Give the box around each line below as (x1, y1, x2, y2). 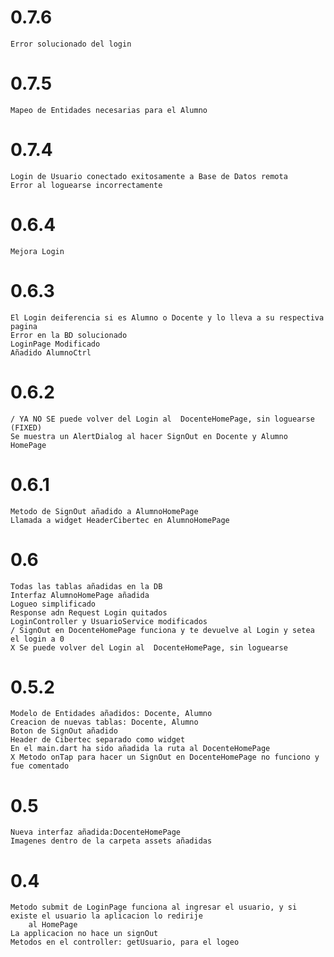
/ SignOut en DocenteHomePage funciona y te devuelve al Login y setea (10, 625, 315, 635)
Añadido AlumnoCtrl (10, 347, 92, 358)
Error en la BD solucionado (10, 330, 128, 340)
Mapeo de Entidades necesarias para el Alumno (10, 105, 208, 115)
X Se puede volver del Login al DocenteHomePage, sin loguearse (10, 642, 288, 653)
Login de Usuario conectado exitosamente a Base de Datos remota (10, 171, 288, 181)
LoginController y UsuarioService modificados (10, 616, 208, 626)
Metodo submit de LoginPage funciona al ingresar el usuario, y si (10, 902, 298, 913)
